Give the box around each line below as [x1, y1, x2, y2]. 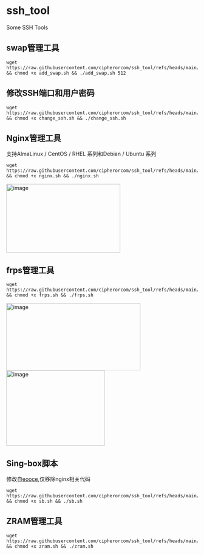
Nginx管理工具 [6, 133, 62, 143]
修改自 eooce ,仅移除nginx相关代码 [6, 475, 91, 483]
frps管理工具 [6, 265, 55, 275]
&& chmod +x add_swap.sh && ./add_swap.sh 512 [6, 70, 126, 76]
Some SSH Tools [6, 24, 49, 31]
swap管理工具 [6, 43, 59, 53]
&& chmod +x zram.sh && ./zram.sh [6, 543, 94, 550]
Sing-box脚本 [6, 458, 58, 468]
